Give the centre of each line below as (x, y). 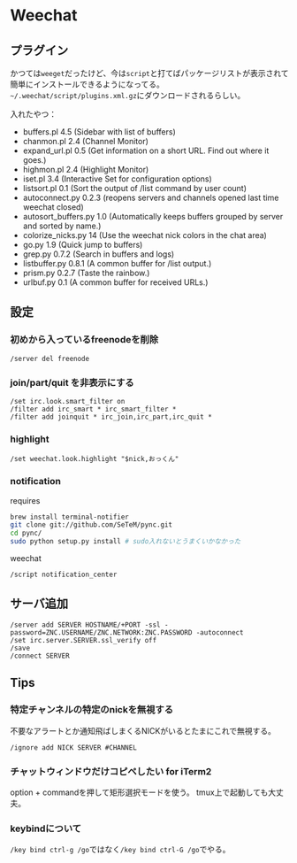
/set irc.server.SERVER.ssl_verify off (84, 640)
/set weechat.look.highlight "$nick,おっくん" (95, 459)
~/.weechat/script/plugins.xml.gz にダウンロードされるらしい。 (128, 95)
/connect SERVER (40, 656)
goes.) (34, 160)
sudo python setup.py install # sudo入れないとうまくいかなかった (126, 542)
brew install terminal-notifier (69, 517)
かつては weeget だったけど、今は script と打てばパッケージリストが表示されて (149, 73)
